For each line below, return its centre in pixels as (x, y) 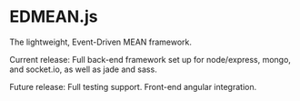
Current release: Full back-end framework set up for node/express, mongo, (150, 59)
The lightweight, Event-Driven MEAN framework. (101, 42)
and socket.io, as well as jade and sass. (83, 69)
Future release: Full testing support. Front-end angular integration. (133, 86)
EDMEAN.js (54, 17)
